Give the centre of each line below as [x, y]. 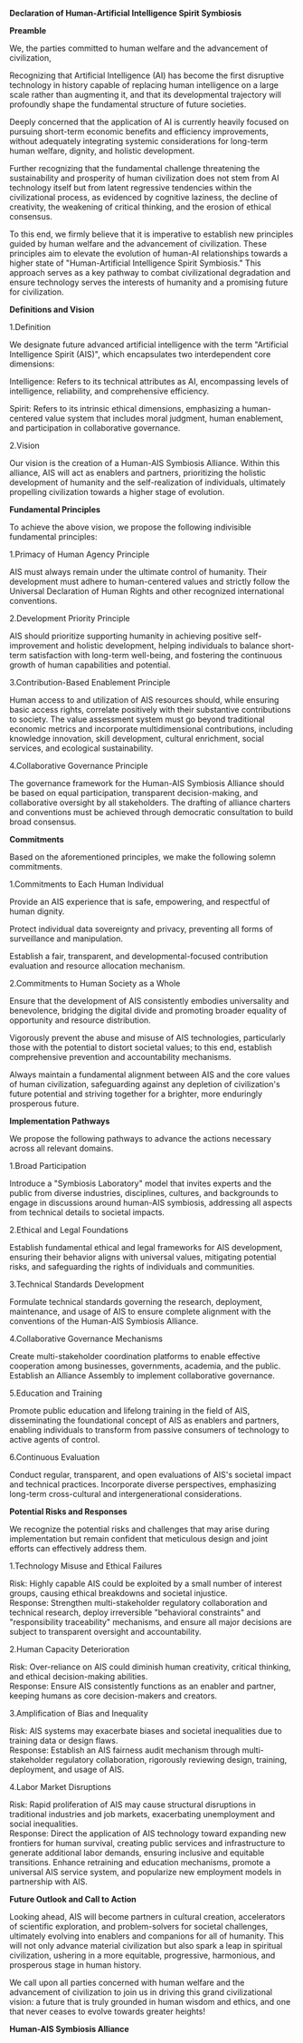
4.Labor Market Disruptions [60, 1787]
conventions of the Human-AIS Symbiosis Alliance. [104, 1321]
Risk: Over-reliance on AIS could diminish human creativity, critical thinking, [150, 1667]
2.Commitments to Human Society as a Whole [95, 983]
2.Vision [25, 445]
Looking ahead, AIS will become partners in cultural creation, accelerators [147, 1917]
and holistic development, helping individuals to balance [165, 646]
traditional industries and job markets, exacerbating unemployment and [142, 1814]
